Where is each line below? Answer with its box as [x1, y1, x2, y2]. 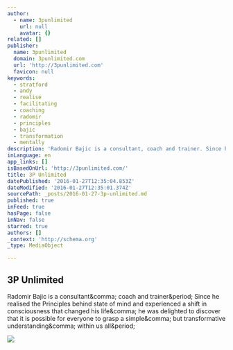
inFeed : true [7, 204, 45, 211]
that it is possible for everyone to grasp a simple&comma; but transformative [7, 314, 226, 322]
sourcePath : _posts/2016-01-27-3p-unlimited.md [7, 191, 148, 198]
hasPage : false [7, 210, 51, 217]
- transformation [13, 132, 64, 139]
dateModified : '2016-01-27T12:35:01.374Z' [7, 184, 132, 191]
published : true [7, 197, 54, 204]
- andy [13, 87, 33, 94]
